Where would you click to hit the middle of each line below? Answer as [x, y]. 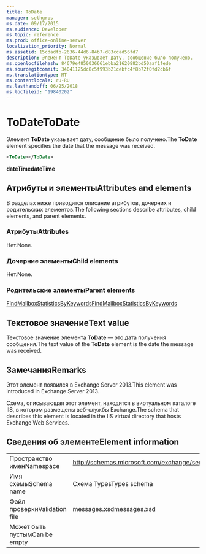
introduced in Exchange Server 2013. [53, 391]
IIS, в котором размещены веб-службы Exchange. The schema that [93, 410]
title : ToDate [25, 12]
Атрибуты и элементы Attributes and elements [99, 188]
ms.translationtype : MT [37, 75]
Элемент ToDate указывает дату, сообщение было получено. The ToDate [102, 139]
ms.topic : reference [33, 35]
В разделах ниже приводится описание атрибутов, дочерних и [89, 202]
